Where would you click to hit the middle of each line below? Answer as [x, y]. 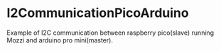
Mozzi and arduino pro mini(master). [60, 40]
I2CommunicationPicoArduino [98, 13]
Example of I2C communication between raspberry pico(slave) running [110, 33]
